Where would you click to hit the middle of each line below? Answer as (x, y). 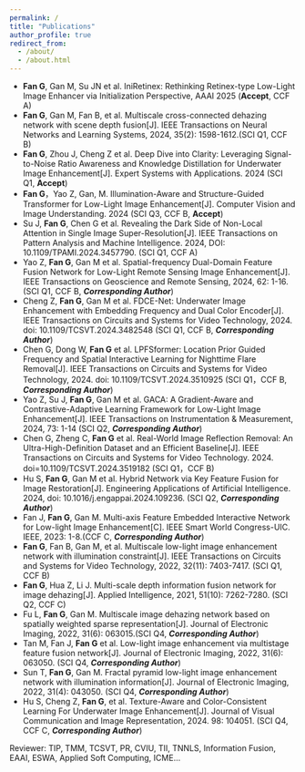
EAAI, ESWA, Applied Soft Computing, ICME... (95, 758)
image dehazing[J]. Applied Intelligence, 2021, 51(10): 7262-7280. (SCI (155, 595)
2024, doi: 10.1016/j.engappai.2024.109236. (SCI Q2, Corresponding (151, 498)
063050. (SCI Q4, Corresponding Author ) (102, 663)
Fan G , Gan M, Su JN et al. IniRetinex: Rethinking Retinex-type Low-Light (159, 86)
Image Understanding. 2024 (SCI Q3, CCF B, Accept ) (123, 214)
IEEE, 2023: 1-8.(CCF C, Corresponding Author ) (113, 537)
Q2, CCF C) (44, 604)
